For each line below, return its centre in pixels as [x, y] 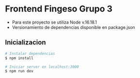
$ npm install [19, 58]
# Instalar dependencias [30, 53]
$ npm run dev [19, 71]
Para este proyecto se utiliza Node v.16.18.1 [54, 22]
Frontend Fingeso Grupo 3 [59, 9]
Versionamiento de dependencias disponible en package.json [74, 27]
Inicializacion [25, 43]
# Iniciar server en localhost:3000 [42, 67]
